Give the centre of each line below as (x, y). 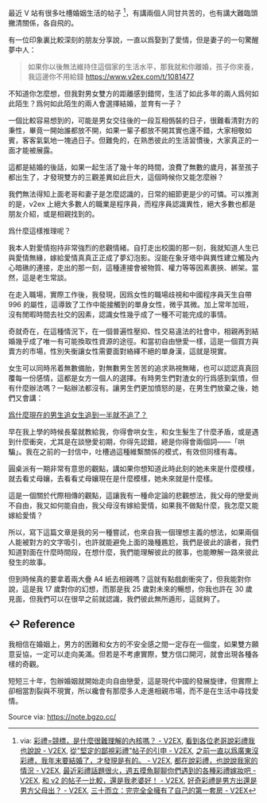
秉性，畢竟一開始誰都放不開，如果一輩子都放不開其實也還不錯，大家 (120, 130)
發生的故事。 (29, 562)
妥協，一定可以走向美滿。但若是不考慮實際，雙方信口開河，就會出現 (126, 654)
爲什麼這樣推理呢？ (40, 231)
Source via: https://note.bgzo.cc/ (62, 717)
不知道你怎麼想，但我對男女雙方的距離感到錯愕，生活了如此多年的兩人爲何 (130, 93)
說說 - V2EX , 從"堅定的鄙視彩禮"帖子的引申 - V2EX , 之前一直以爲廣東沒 (143, 750)
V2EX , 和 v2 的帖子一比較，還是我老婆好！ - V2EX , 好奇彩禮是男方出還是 (138, 781)
